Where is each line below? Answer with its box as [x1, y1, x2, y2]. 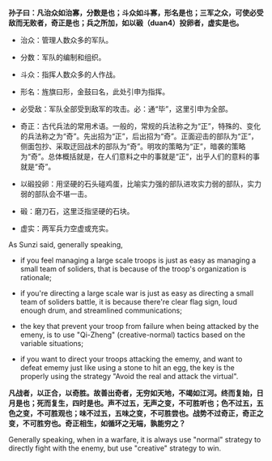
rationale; [19, 273, 53, 282]
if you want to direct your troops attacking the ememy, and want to [19, 354, 243, 364]
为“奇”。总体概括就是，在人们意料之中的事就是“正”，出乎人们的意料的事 [19, 152, 261, 161]
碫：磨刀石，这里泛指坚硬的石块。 [19, 207, 134, 216]
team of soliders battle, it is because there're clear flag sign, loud [19, 297, 237, 306]
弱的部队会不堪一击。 [19, 190, 91, 198]
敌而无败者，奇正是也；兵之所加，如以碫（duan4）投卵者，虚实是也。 [8, 18, 244, 28]
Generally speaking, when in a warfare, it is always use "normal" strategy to [8, 435, 261, 444]
